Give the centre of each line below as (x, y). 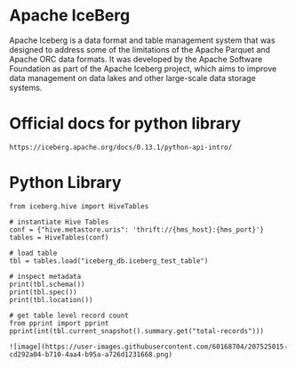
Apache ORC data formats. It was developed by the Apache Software (136, 59)
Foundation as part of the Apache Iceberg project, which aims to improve (143, 69)
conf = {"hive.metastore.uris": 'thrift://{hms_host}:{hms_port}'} (137, 229)
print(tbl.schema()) (48, 284)
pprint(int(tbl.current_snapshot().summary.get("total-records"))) (137, 331)
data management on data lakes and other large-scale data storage (132, 78)
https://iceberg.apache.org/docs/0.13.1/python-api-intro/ (121, 147)
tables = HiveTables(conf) (59, 237)
